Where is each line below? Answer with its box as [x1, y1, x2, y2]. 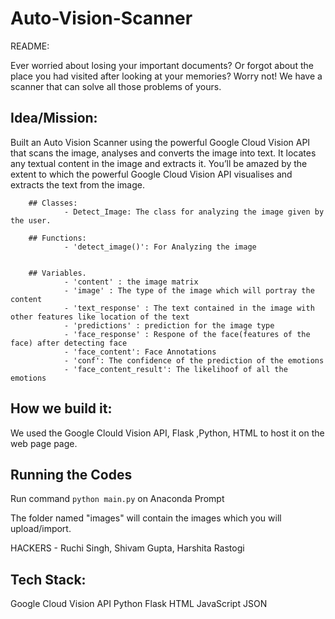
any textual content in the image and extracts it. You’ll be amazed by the [10, 157, 308, 169]
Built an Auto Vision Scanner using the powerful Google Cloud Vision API [10, 136, 311, 148]
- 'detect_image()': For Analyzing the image [63, 242, 257, 252]
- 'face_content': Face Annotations [63, 347, 217, 357]
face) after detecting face [10, 338, 128, 348]
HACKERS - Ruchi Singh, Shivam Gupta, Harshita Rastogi [10, 542, 245, 554]
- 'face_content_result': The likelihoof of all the [63, 364, 288, 374]
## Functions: [28, 233, 87, 243]
